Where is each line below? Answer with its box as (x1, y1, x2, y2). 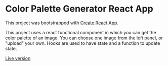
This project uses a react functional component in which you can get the (5, 29, 156, 35)
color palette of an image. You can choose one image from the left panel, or (5, 35, 163, 41)
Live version (5, 55, 31, 61)
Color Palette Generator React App (5, 3, 153, 15)
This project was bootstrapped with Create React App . (5, 20, 119, 26)
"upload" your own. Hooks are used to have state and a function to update (5, 40, 160, 46)
